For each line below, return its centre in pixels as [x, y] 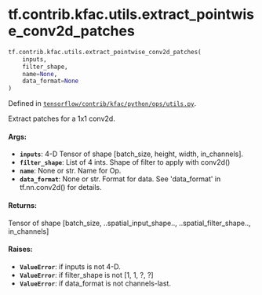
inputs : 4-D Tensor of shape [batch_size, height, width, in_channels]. [131, 154]
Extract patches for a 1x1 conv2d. [62, 118]
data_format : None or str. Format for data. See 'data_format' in [120, 179]
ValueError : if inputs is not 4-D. [70, 266]
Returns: [23, 205]
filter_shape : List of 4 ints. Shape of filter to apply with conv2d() [125, 162]
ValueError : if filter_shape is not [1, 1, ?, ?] [87, 275]
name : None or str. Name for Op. [70, 171]
